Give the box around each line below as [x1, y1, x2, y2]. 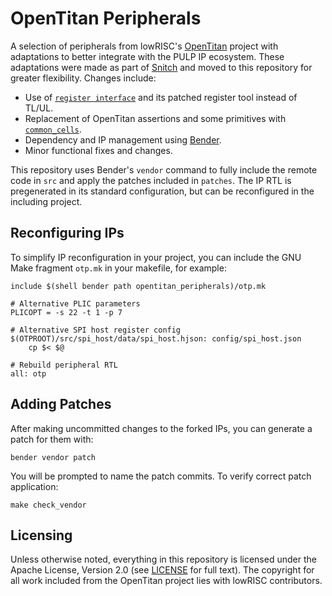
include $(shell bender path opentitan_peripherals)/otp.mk [10, 281, 267, 291]
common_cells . [24, 123, 82, 135]
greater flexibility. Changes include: [10, 72, 157, 84]
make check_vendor [10, 500, 87, 510]
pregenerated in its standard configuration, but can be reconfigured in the [10, 185, 315, 197]
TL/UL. [24, 102, 54, 114]
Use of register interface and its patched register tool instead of [24, 91, 298, 103]
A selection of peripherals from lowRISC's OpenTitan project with [10, 40, 279, 52]
